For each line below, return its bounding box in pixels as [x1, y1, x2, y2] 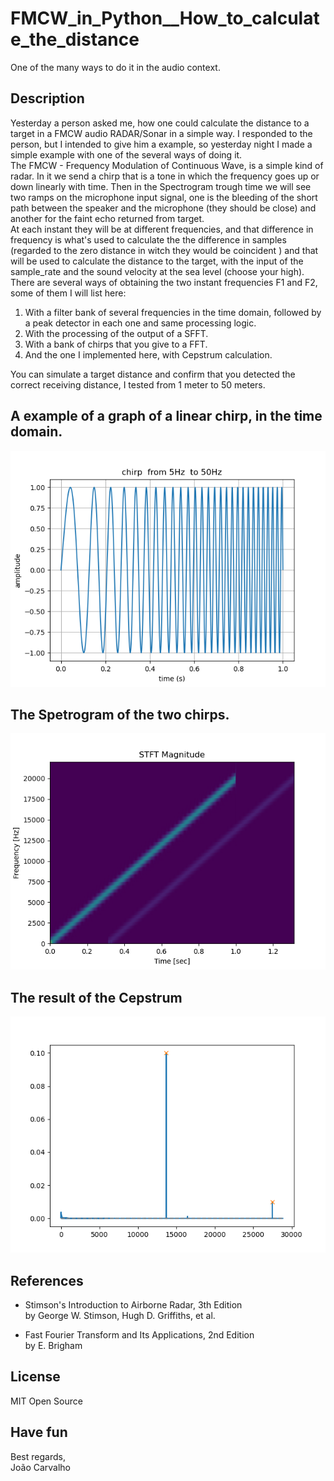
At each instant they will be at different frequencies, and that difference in [10, 223, 314, 235]
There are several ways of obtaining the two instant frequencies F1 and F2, [10, 276, 318, 288]
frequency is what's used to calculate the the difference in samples [10, 233, 287, 246]
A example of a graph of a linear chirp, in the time [10, 408, 323, 425]
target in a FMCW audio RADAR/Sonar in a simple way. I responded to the [10, 127, 313, 139]
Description [10, 90, 85, 107]
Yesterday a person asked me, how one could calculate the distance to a [10, 117, 310, 129]
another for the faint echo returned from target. [10, 212, 205, 224]
